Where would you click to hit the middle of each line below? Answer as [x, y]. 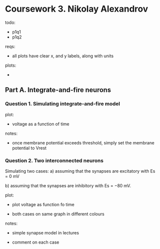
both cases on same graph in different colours [58, 214]
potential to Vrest [29, 148]
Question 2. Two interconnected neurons [54, 160]
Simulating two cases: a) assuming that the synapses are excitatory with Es [80, 171]
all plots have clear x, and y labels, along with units [63, 56]
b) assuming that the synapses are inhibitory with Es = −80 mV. [68, 185]
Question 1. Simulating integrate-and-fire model [63, 104]
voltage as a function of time [40, 124]
